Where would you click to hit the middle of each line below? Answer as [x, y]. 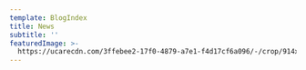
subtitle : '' [34, 35]
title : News [32, 26]
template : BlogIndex [49, 18]
